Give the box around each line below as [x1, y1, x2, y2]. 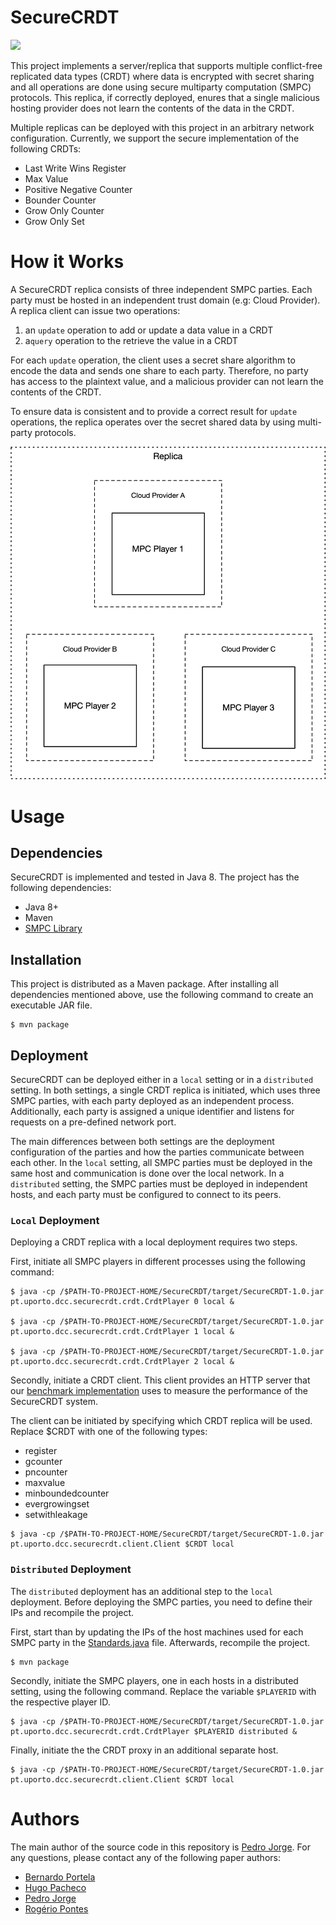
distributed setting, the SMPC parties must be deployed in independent [10, 1178, 308, 1190]
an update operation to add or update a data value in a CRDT [24, 324, 274, 336]
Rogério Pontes [24, 1902, 89, 1915]
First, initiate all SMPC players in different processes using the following [10, 1256, 306, 1268]
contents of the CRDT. [10, 386, 102, 398]
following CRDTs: [10, 142, 82, 155]
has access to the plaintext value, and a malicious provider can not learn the [10, 375, 324, 387]
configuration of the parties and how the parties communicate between [10, 1146, 305, 1158]
